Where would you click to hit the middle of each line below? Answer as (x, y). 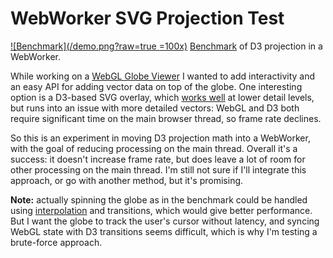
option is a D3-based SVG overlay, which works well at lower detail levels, (162, 97)
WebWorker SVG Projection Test (147, 18)
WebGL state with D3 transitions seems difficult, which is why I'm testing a (164, 231)
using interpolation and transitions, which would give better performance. (161, 210)
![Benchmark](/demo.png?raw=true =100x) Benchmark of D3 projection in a (166, 46)
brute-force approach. (56, 242)
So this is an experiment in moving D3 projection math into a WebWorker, (160, 138)
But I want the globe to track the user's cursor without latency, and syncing (165, 221)
